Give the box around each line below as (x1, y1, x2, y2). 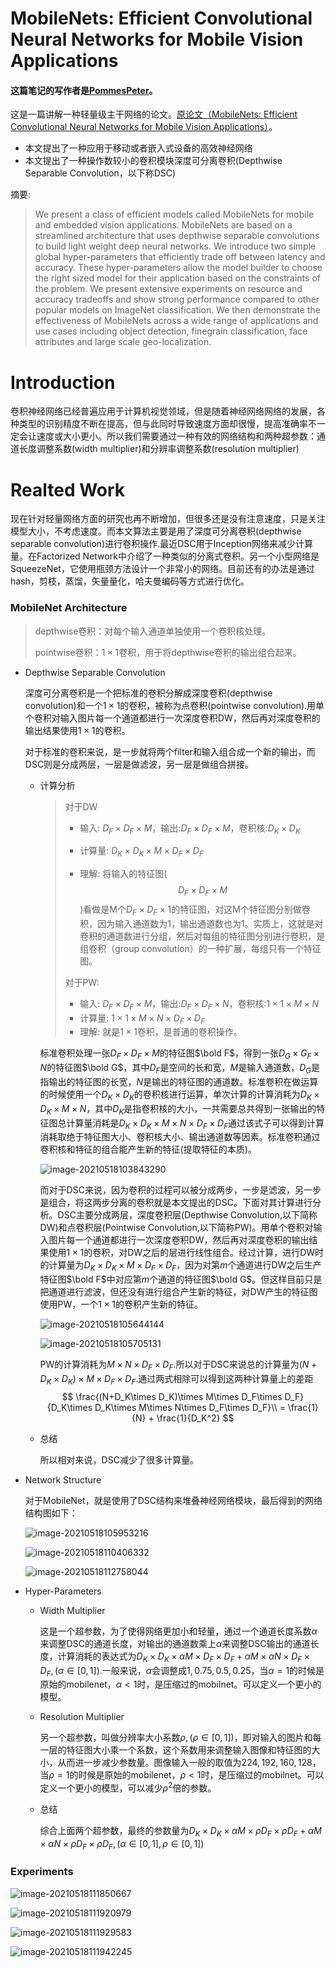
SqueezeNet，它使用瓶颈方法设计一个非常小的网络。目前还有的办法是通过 (10, 563, 315, 575)
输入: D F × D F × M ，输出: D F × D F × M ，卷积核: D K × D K (79, 822, 301, 836)
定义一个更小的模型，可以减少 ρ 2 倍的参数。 (39, 1780, 217, 1794)
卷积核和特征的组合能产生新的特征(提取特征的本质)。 (39, 1143, 257, 1156)
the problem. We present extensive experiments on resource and (34, 283, 303, 295)
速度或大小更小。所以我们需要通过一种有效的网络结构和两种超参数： (36, 430, 317, 442)
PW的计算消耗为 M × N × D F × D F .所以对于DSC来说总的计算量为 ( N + (39, 1358, 318, 1372)
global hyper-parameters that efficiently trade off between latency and (34, 251, 326, 263)
